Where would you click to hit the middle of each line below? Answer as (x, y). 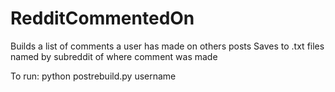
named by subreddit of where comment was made (114, 56)
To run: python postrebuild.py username (93, 76)
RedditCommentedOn (102, 18)
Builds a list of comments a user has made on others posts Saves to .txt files (167, 46)
